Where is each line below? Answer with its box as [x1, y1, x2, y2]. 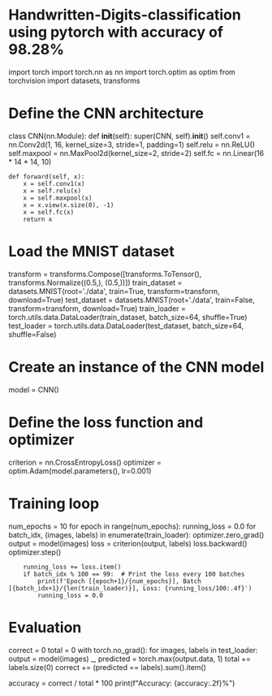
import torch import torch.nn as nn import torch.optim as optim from [8, 67, 235, 76]
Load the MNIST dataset [8, 242, 175, 261]
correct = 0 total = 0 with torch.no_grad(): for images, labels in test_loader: [8, 645, 258, 655]
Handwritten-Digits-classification [8, 6, 241, 24]
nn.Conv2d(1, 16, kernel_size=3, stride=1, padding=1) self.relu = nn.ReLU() [8, 140, 256, 149]
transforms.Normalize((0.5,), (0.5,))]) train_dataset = [8, 278, 183, 287]
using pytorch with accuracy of [8, 23, 223, 41]
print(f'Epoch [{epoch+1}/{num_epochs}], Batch [37, 577, 201, 586]
